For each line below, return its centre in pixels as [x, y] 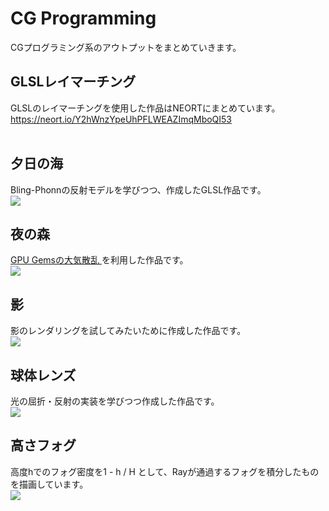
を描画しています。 [49, 484]
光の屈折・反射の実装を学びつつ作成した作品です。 [115, 401]
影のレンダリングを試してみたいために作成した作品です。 [128, 331]
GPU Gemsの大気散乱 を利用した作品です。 [99, 260]
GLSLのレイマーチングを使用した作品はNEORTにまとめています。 [145, 108]
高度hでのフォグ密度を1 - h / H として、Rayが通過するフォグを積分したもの [165, 471]
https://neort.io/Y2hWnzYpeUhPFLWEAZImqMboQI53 [121, 119]
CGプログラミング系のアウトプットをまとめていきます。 [126, 47]
